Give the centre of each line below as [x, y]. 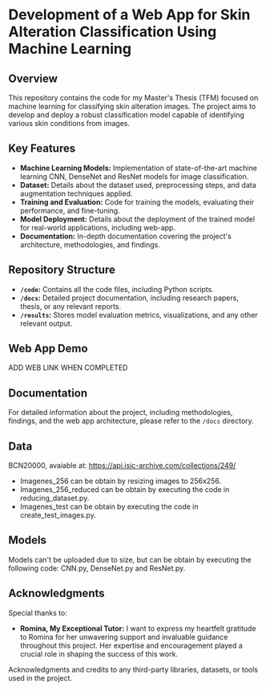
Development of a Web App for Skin [129, 15]
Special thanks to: [38, 612]
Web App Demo [48, 349]
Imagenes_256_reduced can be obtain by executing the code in [125, 490]
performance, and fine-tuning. [70, 210]
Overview [33, 78]
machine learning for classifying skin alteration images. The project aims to [132, 106]
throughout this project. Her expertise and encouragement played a [131, 645]
